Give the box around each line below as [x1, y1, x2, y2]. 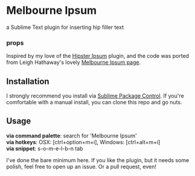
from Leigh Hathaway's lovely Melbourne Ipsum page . [6, 58, 141, 66]
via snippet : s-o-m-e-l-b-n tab [6, 145, 83, 152]
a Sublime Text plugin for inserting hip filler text [6, 24, 124, 31]
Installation [6, 76, 50, 86]
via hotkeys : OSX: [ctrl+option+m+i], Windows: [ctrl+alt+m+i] [6, 138, 161, 145]
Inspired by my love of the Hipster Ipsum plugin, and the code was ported [6, 52, 189, 60]
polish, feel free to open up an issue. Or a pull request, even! [6, 163, 157, 170]
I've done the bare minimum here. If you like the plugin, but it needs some [6, 156, 190, 163]
